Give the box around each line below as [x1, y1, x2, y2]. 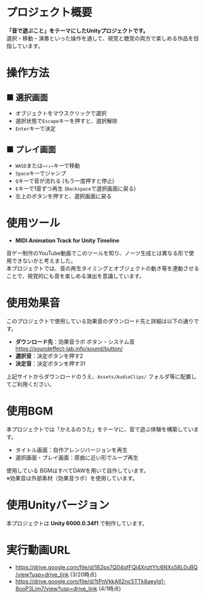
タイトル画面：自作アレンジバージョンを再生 [15, 446, 128, 453]
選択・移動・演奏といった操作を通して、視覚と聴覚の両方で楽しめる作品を [6, 34, 194, 42]
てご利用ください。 [6, 380, 55, 388]
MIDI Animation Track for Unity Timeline [15, 237, 120, 244]
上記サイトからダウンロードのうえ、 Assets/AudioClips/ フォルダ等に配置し [6, 372, 197, 380]
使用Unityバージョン [6, 498, 110, 512]
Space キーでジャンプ [15, 169, 66, 177]
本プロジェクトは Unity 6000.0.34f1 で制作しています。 [6, 519, 148, 526]
